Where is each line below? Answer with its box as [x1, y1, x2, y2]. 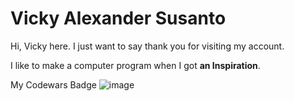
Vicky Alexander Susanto [10, 7, 227, 30]
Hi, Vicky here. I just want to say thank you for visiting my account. [10, 40, 285, 52]
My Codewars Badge [10, 78, 97, 91]
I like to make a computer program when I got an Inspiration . [10, 59, 261, 71]
